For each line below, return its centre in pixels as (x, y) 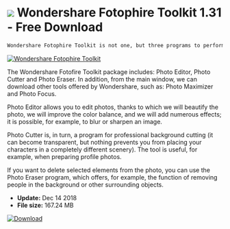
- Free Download (55, 27)
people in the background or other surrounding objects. (86, 184)
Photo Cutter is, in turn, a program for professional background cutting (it (110, 134)
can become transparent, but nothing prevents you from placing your (104, 142)
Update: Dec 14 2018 (47, 197)
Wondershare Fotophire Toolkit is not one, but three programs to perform (116, 45)
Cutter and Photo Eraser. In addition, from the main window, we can (102, 79)
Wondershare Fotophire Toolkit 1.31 (119, 13)
